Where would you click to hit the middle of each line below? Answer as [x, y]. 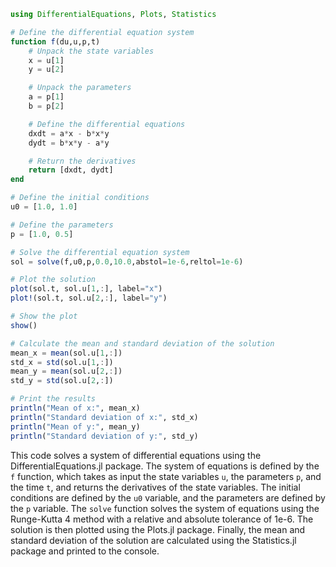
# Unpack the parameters [80, 88]
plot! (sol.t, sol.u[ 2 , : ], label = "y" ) [89, 298]
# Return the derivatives [82, 161]
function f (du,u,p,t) [55, 41]
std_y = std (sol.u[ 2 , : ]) [62, 381]
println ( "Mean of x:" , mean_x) [75, 408]
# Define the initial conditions [80, 198]
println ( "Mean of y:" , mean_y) [75, 426]
